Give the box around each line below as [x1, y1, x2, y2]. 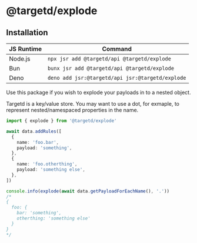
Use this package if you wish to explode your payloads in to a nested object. [6, 89, 191, 96]
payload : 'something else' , [16, 167, 85, 173]
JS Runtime [9, 45, 42, 53]
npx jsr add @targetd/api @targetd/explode [47, 56, 172, 62]
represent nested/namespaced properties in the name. [6, 107, 139, 113]
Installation [6, 28, 48, 38]
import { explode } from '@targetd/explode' [6, 118, 117, 124]
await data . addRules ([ [6, 128, 62, 134]
